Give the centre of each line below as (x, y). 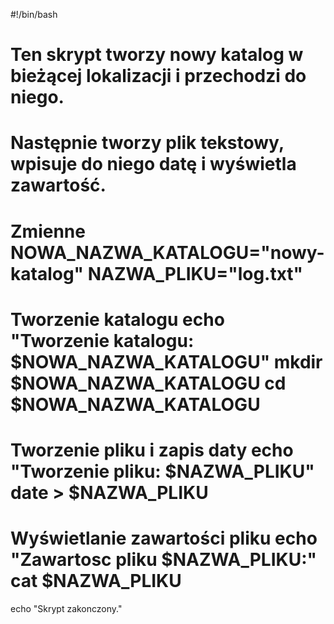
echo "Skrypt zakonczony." (66, 608)
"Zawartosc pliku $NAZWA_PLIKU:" (163, 560)
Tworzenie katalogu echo (117, 319)
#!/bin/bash (34, 14)
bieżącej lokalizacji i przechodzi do (158, 76)
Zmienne (48, 231)
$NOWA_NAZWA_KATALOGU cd (148, 383)
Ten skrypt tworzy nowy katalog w (157, 55)
